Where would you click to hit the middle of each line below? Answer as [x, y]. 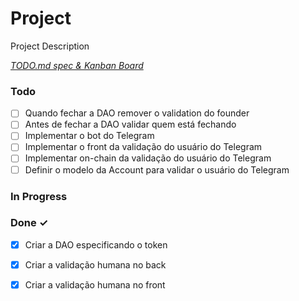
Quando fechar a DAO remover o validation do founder [137, 113]
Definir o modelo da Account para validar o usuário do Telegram [157, 169]
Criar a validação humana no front [95, 284]
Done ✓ [29, 223]
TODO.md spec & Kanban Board [77, 65]
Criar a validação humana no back [95, 264]
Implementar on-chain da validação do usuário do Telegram [148, 158]
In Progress [39, 196]
